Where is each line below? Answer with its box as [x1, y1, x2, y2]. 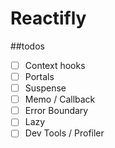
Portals [24, 71, 55, 82]
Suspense [24, 82, 67, 94]
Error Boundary [24, 105, 89, 117]
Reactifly [10, 7, 87, 30]
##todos [10, 40, 45, 52]
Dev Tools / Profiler [24, 127, 105, 139]
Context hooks [24, 59, 86, 71]
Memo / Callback [24, 93, 96, 106]
